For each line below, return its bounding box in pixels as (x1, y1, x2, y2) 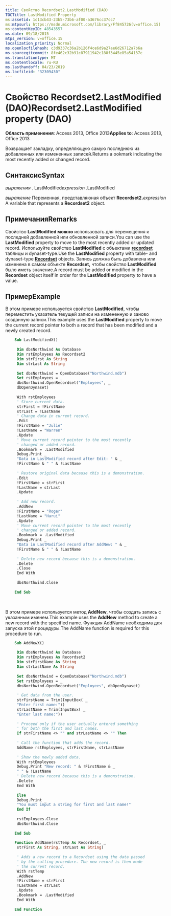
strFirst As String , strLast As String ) (16, 845, 104, 850)
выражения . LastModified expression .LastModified (5, 185, 115, 191)
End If (16, 807, 31, 812)
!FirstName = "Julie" (16, 423, 63, 428)
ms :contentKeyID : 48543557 (5, 27, 63, 32)
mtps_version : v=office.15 (5, 36, 63, 41)
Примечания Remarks (5, 215, 78, 224)
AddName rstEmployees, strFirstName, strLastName (16, 745, 125, 750)
